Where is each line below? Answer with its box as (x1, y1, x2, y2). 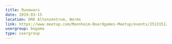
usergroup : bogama (5, 26, 45, 31)
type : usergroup (5, 31, 40, 36)
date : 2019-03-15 (5, 12, 42, 17)
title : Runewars (5, 7, 40, 13)
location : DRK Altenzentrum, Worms (5, 17, 81, 22)
